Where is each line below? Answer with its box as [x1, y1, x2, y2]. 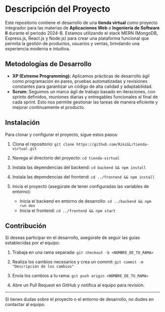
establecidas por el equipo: [5, 240, 60, 246]
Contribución [5, 222, 47, 230]
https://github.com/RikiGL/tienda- [76, 142, 149, 147]
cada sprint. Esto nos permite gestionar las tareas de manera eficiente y [12, 99, 158, 105]
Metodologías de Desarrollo [5, 60, 92, 68]
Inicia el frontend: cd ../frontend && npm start [19, 208, 116, 213]
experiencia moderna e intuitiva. [5, 46, 70, 52]
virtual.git [12, 146, 37, 151]
